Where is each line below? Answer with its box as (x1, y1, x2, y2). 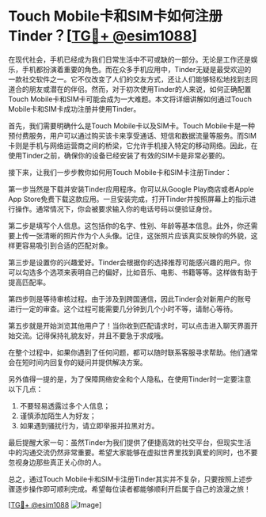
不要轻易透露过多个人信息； (19, 401, 111, 410)
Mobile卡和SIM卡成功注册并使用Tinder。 (8, 104, 141, 113)
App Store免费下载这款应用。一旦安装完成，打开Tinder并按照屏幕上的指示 (8, 194, 249, 203)
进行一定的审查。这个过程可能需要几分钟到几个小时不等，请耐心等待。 (8, 304, 237, 314)
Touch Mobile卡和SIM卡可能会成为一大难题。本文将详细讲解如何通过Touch (8, 94, 252, 104)
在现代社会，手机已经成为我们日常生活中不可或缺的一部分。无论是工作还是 (8, 55, 251, 64)
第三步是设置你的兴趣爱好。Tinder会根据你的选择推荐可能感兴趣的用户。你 (8, 257, 252, 267)
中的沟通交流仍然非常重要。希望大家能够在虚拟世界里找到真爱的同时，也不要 (8, 447, 258, 457)
